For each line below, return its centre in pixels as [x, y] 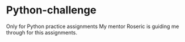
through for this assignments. [42, 32]
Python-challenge [51, 10]
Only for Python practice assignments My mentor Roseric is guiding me [93, 26]
